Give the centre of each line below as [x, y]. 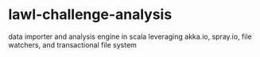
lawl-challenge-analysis [90, 15]
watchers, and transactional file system [73, 44]
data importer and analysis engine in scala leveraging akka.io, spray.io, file [130, 36]
